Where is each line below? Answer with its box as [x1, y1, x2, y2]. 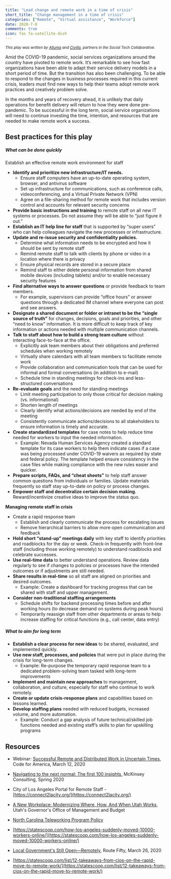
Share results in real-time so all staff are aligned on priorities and [12, 573, 151, 579]
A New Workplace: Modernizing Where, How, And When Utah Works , [12, 802, 158, 808]
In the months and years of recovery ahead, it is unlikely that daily [5, 96, 144, 102]
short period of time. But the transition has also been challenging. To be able [5, 70, 166, 76]
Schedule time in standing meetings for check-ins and [20, 375, 134, 381]
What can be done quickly [5, 147, 62, 153]
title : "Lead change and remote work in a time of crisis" [5, 7, 133, 13]
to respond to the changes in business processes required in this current [5, 76, 158, 81]
